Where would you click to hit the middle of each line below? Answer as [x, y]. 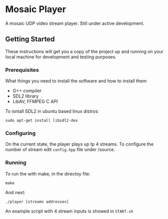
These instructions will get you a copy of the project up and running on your [84, 51]
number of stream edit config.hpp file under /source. [60, 150]
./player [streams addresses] [37, 202]
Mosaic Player [36, 9]
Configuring [20, 133]
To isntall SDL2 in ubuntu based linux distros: [52, 111]
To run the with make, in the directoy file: [48, 173]
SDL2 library [26, 96]
